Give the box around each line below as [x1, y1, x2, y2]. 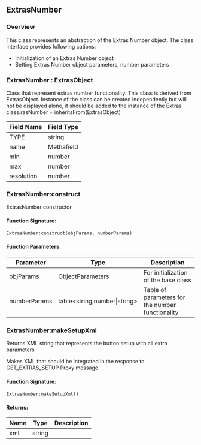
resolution [9, 172, 38, 180]
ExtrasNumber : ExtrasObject [6, 76, 93, 84]
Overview [6, 23, 35, 31]
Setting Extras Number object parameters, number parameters [14, 61, 169, 68]
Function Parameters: [6, 243, 62, 251]
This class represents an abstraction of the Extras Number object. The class [6, 36, 194, 44]
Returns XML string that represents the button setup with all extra [6, 339, 167, 347]
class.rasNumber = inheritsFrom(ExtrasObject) [6, 108, 121, 116]
